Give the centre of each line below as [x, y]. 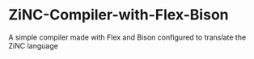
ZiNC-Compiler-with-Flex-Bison [119, 15]
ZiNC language [33, 45]
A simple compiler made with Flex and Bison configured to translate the [127, 37]
